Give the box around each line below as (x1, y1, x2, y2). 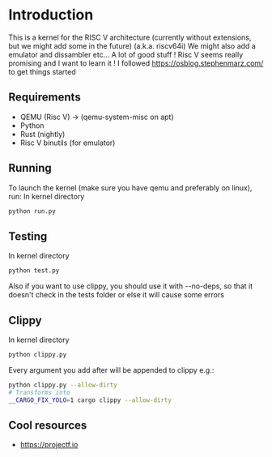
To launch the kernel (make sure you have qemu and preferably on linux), (8, 182, 253, 192)
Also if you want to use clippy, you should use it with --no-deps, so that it (8, 281, 253, 291)
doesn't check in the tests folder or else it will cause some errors (8, 290, 225, 300)
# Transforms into (8, 388, 70, 396)
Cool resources (8, 418, 87, 432)
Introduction (8, 6, 94, 24)
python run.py (8, 207, 57, 216)
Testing (8, 229, 48, 243)
